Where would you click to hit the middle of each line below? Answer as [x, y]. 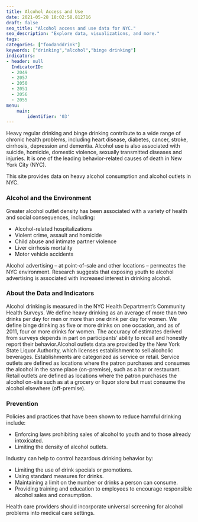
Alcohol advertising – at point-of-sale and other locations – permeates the [96, 265]
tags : [13, 39]
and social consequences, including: [51, 217]
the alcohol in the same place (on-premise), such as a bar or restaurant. [94, 369]
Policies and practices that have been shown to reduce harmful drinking [94, 416]
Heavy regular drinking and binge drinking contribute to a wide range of [94, 133]
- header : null [25, 61]
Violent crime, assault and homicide [58, 235]
